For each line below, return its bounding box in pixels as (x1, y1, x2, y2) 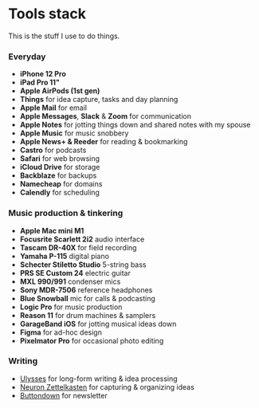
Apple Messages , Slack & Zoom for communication (19, 112, 191, 121)
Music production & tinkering (8, 208, 124, 219)
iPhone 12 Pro (19, 69, 66, 79)
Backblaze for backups (19, 171, 97, 180)
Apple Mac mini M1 (19, 226, 84, 235)
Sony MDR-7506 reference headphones (19, 284, 153, 295)
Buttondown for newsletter (19, 390, 108, 400)
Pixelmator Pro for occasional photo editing (19, 335, 164, 345)
